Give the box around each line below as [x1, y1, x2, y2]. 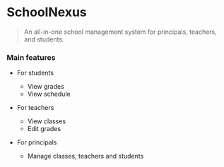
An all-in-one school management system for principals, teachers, [23, 27, 217, 36]
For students [16, 68, 54, 78]
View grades [27, 82, 64, 91]
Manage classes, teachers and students [27, 152, 144, 161]
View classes [27, 117, 66, 125]
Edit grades [27, 125, 61, 133]
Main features [6, 52, 56, 62]
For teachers [16, 104, 54, 112]
